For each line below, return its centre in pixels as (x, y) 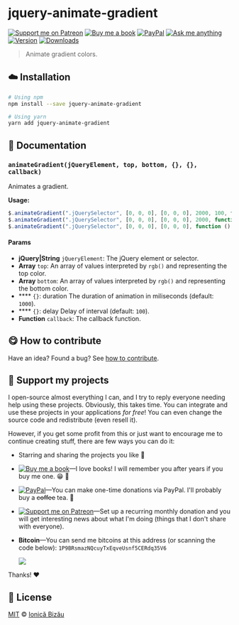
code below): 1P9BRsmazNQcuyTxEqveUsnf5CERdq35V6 (93, 548)
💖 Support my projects (59, 380)
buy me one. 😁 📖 (44, 477)
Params (20, 242)
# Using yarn (27, 116)
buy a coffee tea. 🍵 (46, 498)
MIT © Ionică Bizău (36, 614)
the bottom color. (43, 288)
